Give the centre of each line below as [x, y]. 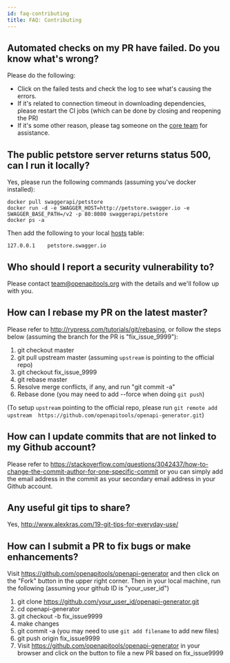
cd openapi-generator [49, 609]
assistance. [33, 133]
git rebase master [42, 379]
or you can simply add [191, 471]
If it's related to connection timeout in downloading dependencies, [112, 104]
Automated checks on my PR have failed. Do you [114, 48]
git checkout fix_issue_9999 [57, 372]
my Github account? [52, 448]
